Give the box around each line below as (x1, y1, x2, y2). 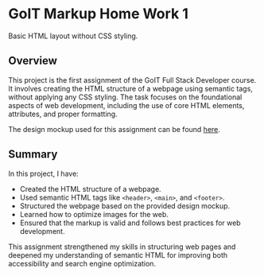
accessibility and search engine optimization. (8, 259, 157, 268)
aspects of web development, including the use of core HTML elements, (8, 100, 245, 110)
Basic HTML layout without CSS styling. (8, 31, 138, 41)
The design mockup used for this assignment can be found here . (8, 124, 221, 134)
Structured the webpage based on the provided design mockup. (19, 200, 231, 211)
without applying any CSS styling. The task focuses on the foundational (8, 92, 243, 102)
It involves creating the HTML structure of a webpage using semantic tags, (8, 84, 253, 93)
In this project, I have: (8, 169, 80, 178)
